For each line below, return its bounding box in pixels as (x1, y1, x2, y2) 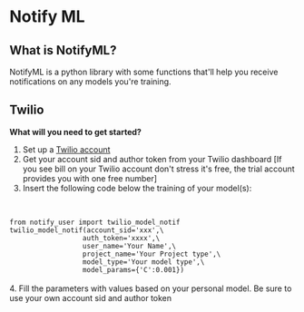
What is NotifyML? (9, 43, 117, 58)
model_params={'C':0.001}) (82, 265, 184, 274)
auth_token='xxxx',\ (82, 233, 161, 242)
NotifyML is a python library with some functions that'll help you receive (9, 66, 279, 77)
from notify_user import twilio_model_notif (9, 218, 181, 227)
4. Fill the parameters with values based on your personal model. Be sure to (9, 283, 292, 294)
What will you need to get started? (9, 126, 142, 137)
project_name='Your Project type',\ (82, 249, 221, 258)
